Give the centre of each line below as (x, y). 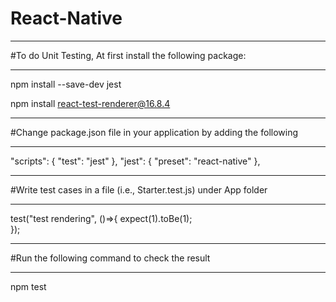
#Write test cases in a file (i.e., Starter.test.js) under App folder (139, 189)
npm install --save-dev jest (66, 84)
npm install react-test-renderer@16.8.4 (90, 103)
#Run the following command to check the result (110, 258)
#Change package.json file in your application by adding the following (154, 132)
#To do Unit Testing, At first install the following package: (128, 55)
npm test (28, 286)
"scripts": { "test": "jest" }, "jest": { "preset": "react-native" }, (135, 161)
